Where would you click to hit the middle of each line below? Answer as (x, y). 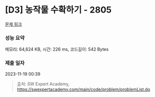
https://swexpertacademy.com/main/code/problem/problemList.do (84, 89)
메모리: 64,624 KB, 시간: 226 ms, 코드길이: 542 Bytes (57, 49)
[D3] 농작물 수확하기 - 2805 (58, 10)
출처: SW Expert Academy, (43, 84)
